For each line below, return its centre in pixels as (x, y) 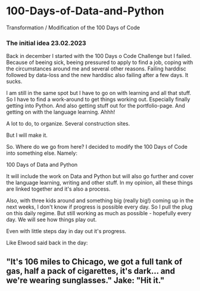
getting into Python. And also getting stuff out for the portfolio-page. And (96, 106)
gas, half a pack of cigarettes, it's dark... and (91, 271)
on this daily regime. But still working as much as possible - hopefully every (99, 213)
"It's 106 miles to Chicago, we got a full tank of (94, 261)
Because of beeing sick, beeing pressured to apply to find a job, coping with (100, 62)
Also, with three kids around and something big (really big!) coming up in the (100, 201)
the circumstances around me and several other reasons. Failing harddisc (96, 69)
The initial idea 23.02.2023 (46, 43)
